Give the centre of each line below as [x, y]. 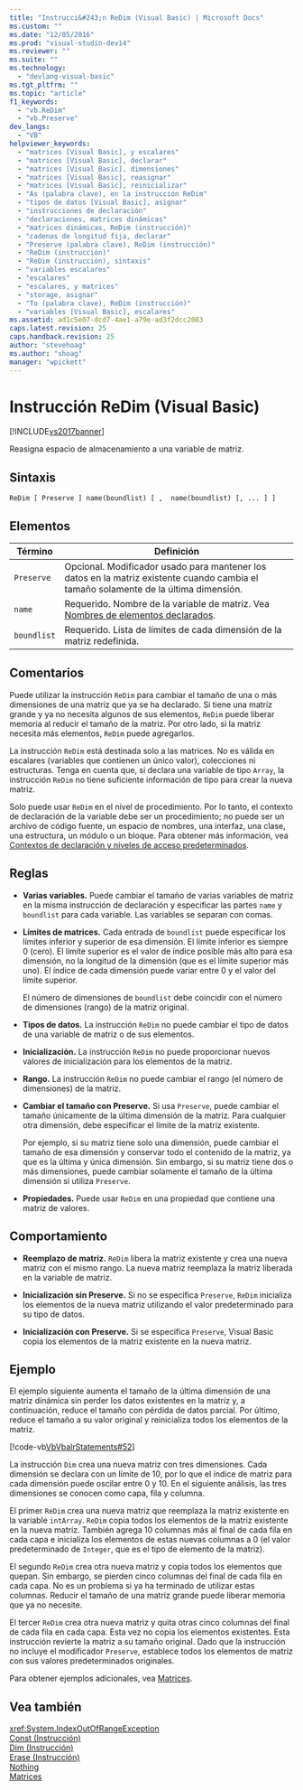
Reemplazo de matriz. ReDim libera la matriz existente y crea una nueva [155, 1258]
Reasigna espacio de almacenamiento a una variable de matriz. [127, 449]
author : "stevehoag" [48, 345]
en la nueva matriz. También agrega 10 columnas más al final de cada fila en [151, 1530]
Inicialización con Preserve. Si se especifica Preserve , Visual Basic [148, 1331]
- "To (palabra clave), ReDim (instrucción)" [105, 303]
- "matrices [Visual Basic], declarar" [92, 160]
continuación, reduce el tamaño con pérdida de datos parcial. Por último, [145, 1411]
